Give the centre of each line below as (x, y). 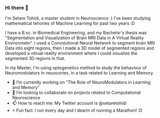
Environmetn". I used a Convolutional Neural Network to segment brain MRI (80, 43)
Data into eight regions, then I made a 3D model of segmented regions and (80, 48)
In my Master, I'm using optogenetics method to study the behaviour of (76, 68)
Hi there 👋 (17, 8)
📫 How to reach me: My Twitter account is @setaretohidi (69, 103)
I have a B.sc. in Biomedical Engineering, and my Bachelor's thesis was (76, 33)
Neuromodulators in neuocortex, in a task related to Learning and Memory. (80, 73)
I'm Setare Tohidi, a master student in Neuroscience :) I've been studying (78, 18)
